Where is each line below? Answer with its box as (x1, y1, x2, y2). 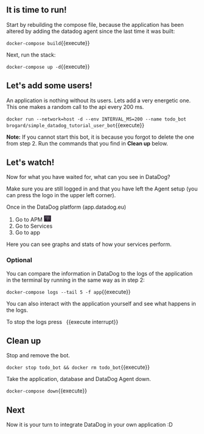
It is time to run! (6, 5, 67, 15)
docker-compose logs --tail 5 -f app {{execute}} (6, 288, 131, 295)
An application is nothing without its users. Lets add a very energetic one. (6, 97, 191, 104)
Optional (6, 256, 32, 264)
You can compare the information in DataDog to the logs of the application (6, 270, 193, 277)
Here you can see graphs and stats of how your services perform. (6, 240, 172, 248)
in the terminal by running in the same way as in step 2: (6, 276, 145, 284)
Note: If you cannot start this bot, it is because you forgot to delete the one (6, 133, 195, 141)
